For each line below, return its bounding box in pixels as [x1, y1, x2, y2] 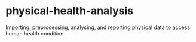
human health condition [5, 30, 64, 37]
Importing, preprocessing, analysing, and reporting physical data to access [5, 24, 191, 31]
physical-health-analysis [5, 4, 134, 18]
